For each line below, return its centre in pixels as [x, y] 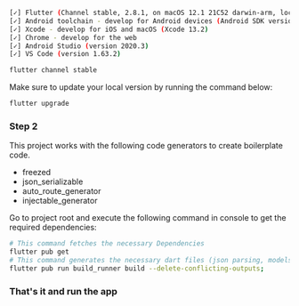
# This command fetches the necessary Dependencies [107, 244]
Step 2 [24, 126]
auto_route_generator [61, 191]
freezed [36, 173]
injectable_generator [60, 201]
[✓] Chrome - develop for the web [73, 37]
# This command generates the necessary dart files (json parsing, [137, 261]
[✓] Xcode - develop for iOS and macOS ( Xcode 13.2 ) [109, 29]
